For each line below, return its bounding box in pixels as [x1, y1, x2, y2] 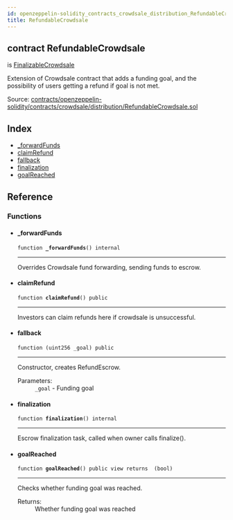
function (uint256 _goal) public [17, 345, 114, 352]
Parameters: [17, 377, 53, 385]
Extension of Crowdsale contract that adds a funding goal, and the [7, 74, 197, 83]
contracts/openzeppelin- [31, 95, 102, 104]
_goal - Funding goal [34, 384, 94, 393]
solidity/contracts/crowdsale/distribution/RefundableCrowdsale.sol [7, 102, 198, 111]
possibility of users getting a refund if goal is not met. [7, 81, 160, 90]
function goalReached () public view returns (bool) [17, 465, 173, 473]
